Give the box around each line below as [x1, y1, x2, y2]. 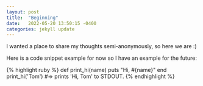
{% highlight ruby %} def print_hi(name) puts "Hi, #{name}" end [6, 66, 167, 74]
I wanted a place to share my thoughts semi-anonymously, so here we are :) [6, 43, 197, 50]
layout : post [6, 9, 40, 15]
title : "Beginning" [6, 15, 59, 21]
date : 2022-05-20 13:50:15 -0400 [6, 20, 97, 26]
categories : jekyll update [6, 26, 75, 32]
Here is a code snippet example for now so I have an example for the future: [6, 54, 197, 62]
